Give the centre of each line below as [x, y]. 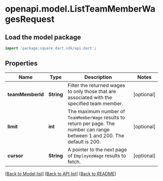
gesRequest [30, 19]
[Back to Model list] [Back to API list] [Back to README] [61, 174]
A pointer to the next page [97, 149]
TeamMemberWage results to [96, 117]
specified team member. [96, 103]
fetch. [74, 162]
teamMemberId [26, 94]
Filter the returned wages [96, 85]
